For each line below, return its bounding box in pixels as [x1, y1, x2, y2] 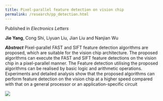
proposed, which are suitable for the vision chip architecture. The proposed [5, 50, 158, 56]
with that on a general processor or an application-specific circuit [5, 81, 137, 87]
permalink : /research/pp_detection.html [5, 12, 89, 17]
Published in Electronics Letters [5, 25, 69, 31]
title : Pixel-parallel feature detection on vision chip [5, 7, 124, 12]
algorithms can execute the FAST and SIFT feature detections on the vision [5, 55, 157, 61]
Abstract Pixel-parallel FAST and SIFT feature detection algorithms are [5, 44, 148, 50]
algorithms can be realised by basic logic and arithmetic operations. [5, 65, 142, 71]
